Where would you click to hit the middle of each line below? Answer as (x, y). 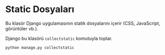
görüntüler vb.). (22, 28)
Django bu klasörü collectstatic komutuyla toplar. (59, 38)
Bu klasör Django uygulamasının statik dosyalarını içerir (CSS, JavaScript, (83, 23)
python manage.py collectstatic (40, 47)
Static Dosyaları (40, 9)
